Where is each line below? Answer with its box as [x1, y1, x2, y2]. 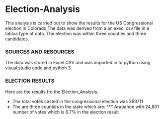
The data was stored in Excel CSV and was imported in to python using [5, 60, 151, 66]
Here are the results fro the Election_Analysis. [5, 89, 98, 95]
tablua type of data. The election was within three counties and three [5, 30, 147, 36]
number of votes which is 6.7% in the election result [12, 109, 119, 115]
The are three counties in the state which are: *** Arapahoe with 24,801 [12, 104, 159, 110]
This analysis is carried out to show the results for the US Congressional [5, 20, 153, 26]
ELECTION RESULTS [5, 77, 55, 84]
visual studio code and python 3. [5, 65, 72, 71]
